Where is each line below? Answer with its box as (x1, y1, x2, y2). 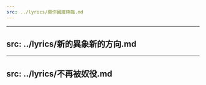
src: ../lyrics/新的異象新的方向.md (6, 39, 137, 50)
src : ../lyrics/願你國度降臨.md (6, 9, 84, 15)
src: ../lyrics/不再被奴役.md (6, 68, 112, 79)
